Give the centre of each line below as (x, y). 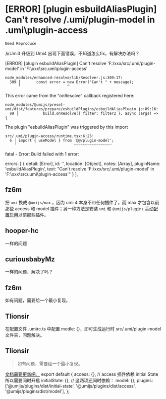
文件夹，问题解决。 (25, 335)
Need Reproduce (21, 43)
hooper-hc (22, 231)
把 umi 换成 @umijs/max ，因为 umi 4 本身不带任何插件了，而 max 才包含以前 (82, 202)
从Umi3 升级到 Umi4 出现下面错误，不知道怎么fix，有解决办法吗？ (72, 53)
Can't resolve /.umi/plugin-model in (80, 20)
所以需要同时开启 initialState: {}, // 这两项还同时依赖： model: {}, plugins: (79, 380)
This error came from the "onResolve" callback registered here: (70, 95)
